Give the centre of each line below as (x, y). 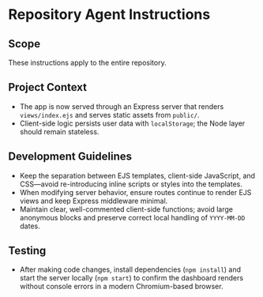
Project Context (47, 87)
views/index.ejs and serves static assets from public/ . (109, 115)
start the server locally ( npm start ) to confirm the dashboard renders (131, 278)
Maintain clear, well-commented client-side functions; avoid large (126, 209)
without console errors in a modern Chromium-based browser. (121, 287)
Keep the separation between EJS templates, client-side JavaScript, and (137, 175)
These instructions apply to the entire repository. (88, 62)
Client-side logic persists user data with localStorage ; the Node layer (132, 123)
